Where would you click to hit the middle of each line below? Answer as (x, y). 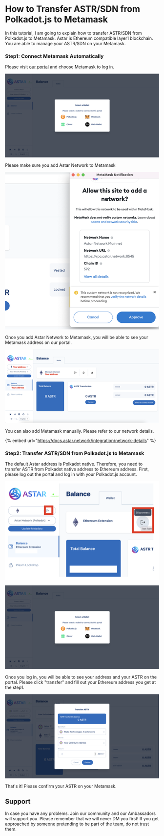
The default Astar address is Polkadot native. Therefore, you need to (74, 464)
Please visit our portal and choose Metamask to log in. (60, 67)
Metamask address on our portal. (39, 342)
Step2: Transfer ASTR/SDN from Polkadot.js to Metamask (75, 453)
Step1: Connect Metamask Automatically (54, 56)
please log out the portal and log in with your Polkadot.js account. (71, 474)
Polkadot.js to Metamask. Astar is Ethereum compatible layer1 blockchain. (79, 38)
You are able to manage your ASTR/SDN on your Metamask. (65, 43)
